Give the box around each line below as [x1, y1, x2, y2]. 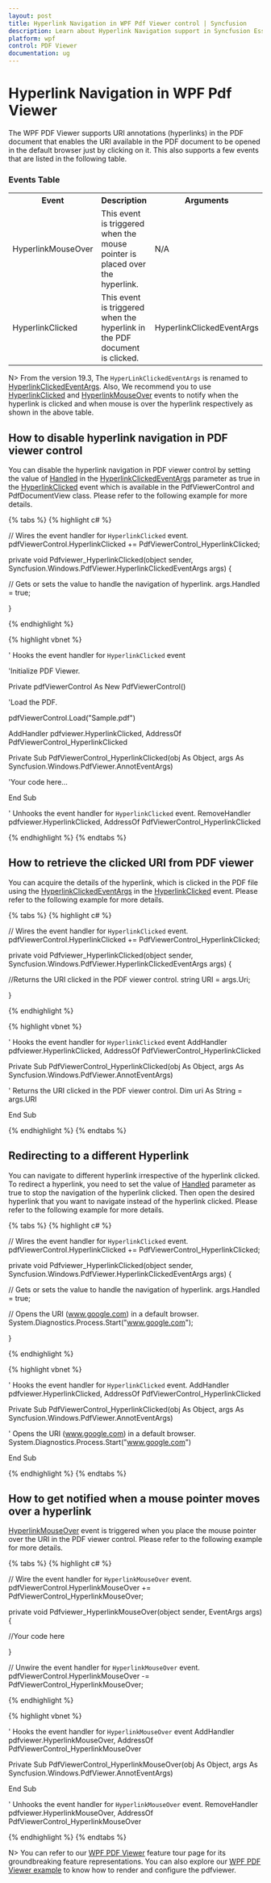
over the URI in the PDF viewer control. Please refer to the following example [8, 1535, 263, 1544]
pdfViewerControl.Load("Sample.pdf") [8, 713, 135, 723]
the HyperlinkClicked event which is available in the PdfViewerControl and [8, 482, 255, 492]
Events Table [8, 174, 60, 185]
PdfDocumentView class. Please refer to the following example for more [8, 491, 248, 501]
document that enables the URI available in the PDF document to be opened [8, 137, 261, 146]
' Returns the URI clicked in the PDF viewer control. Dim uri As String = [8, 1085, 243, 1095]
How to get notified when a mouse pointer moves [8, 1492, 261, 1506]
